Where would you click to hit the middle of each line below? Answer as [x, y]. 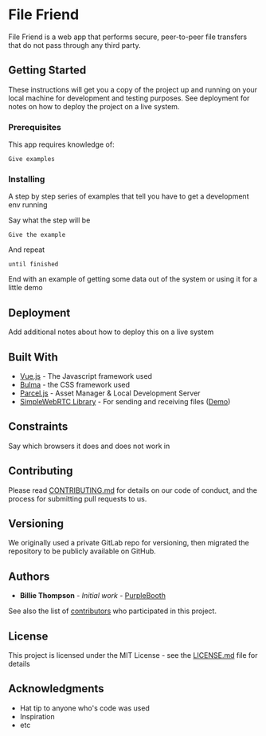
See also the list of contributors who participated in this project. [113, 611]
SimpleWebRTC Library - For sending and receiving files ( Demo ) [125, 401]
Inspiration [37, 716]
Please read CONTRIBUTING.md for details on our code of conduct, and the [133, 490]
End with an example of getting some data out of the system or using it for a [133, 279]
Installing [27, 179]
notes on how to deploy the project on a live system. [94, 106]
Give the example [37, 235]
